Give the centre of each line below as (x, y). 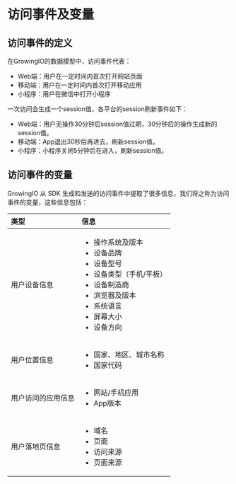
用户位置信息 (33, 359)
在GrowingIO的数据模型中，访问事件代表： (69, 61)
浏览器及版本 (115, 295)
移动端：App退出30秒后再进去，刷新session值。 (88, 142)
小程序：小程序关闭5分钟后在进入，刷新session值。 (93, 150)
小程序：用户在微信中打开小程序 (64, 94)
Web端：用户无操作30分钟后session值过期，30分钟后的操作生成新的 (117, 124)
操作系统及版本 (118, 242)
